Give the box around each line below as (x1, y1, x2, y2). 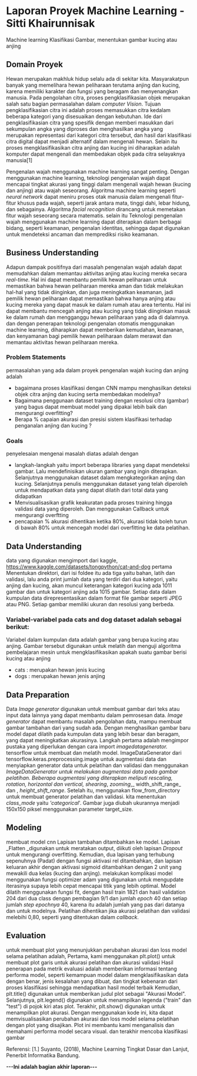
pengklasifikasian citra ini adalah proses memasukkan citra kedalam (6, 106, 171, 113)
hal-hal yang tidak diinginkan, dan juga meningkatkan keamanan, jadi (6, 288, 173, 295)
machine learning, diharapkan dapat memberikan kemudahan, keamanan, (6, 326, 184, 333)
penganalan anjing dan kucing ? (14, 422, 92, 429)
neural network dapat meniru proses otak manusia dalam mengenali (6, 193, 171, 200)
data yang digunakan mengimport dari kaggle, (6, 557, 118, 564)
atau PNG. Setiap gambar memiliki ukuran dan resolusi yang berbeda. (6, 600, 175, 608)
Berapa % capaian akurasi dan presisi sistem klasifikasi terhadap (14, 416, 172, 423)
